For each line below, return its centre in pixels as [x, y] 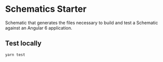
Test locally [23, 44]
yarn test [15, 55]
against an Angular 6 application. [39, 28]
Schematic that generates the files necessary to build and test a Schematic [82, 23]
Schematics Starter [46, 9]
